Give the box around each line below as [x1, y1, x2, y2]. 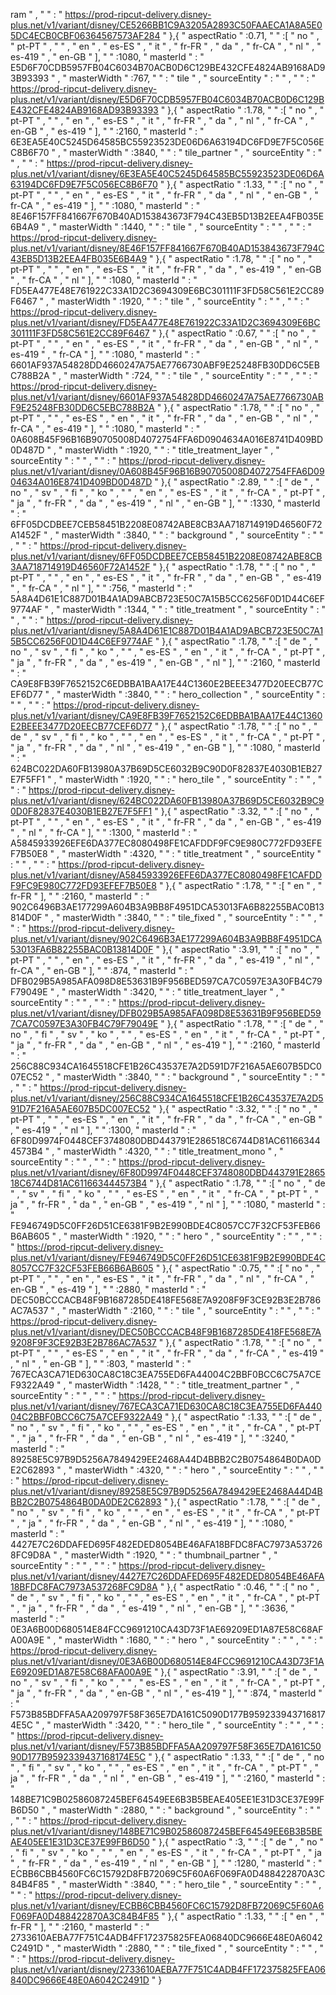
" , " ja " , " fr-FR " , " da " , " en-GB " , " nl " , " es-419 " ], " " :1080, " [10, 1517, 294, 1529]
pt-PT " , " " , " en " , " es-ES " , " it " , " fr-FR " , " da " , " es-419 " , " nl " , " [10, 954, 321, 966]
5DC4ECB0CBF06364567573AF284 [10, 30, 161, 41]
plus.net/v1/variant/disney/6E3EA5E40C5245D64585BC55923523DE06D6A [10, 168, 325, 179]
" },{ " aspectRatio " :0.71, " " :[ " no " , [162, 30, 320, 41]
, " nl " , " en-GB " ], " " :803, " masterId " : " [10, 1358, 192, 1369]
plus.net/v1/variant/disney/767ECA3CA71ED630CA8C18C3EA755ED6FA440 [10, 1400, 323, 1412]
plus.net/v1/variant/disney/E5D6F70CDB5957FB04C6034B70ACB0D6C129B [10, 94, 325, 105]
